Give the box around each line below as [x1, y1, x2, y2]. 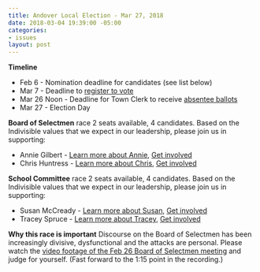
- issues [8, 33, 37, 42]
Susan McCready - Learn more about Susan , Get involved [19, 206, 207, 215]
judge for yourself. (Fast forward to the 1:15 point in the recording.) [8, 255, 224, 264]
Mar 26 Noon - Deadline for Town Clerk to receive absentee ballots [19, 95, 238, 104]
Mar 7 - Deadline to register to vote [19, 86, 134, 95]
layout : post [8, 41, 51, 49]
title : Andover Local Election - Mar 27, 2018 [8, 11, 164, 20]
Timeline [8, 62, 38, 72]
